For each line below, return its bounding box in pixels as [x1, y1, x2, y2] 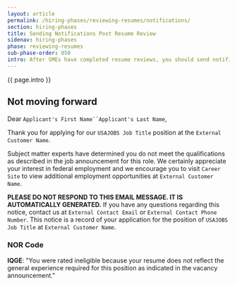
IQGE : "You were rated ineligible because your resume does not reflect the [7, 256, 224, 265]
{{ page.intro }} [7, 75, 51, 84]
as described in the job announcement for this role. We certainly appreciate [7, 156, 227, 165]
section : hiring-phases [7, 23, 78, 30]
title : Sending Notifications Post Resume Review [7, 30, 157, 37]
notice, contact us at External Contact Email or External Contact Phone [7, 208, 217, 216]
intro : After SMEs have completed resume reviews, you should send [7, 56, 210, 63]
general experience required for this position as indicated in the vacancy [7, 263, 218, 272]
